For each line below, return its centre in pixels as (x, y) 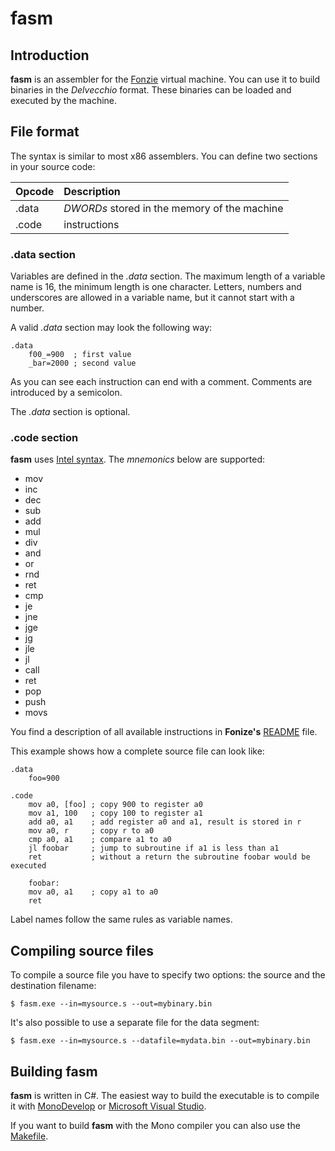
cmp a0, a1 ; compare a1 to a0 (100, 840)
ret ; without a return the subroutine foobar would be (169, 857)
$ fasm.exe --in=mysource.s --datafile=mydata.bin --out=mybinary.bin (160, 1041)
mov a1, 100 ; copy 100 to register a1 (115, 813)
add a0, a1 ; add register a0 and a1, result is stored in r (165, 822)
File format (45, 132)
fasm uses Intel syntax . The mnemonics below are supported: (138, 459)
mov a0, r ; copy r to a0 (91, 831)
